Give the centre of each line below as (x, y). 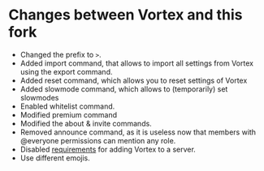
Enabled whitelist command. (67, 106)
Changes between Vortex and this (126, 15)
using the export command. (66, 71)
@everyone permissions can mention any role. (98, 140)
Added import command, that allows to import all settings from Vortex (137, 63)
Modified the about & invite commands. (86, 123)
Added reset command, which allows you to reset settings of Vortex (134, 80)
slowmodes (39, 97)
